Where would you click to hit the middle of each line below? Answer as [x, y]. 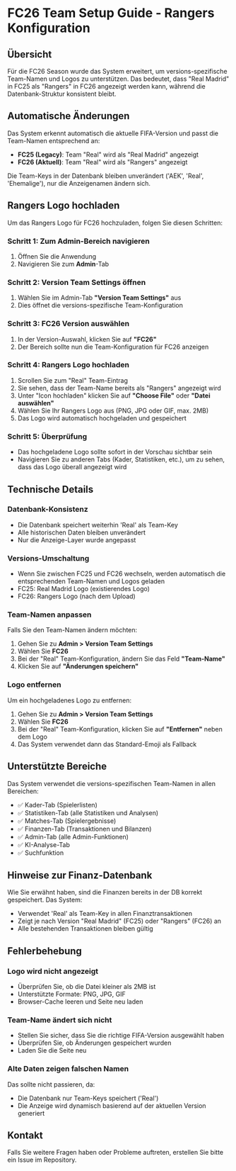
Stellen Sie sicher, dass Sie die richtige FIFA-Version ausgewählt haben [121, 1036]
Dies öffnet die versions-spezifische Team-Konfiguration [100, 306]
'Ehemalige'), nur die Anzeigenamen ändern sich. [79, 183]
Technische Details [51, 489]
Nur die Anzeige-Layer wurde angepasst [77, 539]
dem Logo [33, 736]
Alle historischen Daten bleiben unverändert [82, 532]
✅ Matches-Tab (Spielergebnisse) [67, 821]
